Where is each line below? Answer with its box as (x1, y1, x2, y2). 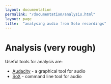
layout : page (5, 16, 32, 21)
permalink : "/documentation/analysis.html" (5, 12, 96, 17)
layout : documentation (5, 7, 52, 12)
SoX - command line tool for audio (12, 74, 82, 80)
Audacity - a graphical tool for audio (12, 68, 86, 74)
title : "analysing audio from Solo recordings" (5, 21, 107, 26)
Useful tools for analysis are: (5, 59, 63, 65)
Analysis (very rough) (5, 42, 96, 53)
